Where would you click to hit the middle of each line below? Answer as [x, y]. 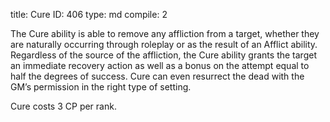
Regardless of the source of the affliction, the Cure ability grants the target [163, 55]
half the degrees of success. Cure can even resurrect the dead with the [157, 76]
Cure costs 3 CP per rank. [63, 106]
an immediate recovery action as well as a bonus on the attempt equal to [160, 65]
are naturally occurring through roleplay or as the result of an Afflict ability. [164, 44]
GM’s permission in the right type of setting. [101, 87]
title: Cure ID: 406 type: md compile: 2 [89, 14]
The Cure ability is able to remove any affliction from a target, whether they [165, 33]
